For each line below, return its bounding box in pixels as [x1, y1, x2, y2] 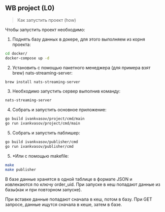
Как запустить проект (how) [17, 17, 76, 23]
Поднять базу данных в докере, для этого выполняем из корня [12, 36, 145, 42]
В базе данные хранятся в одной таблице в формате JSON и [5, 176, 132, 182]
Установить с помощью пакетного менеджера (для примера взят [12, 64, 151, 71]
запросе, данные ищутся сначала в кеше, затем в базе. [5, 201, 122, 207]
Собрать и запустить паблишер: [12, 130, 80, 136]
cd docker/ [5, 51, 28, 56]
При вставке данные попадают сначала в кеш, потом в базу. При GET [5, 196, 153, 202]
